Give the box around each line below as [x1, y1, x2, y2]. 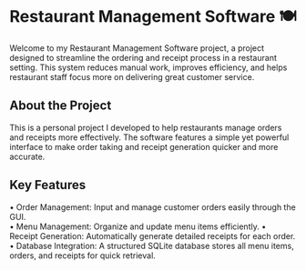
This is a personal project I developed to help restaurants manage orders [9, 122, 282, 133]
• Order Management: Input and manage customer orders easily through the [9, 201, 296, 213]
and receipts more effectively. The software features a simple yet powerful [9, 132, 290, 143]
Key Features [9, 177, 87, 193]
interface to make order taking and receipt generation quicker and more [9, 141, 279, 152]
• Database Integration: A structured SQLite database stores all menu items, [9, 240, 294, 251]
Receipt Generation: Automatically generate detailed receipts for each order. [9, 230, 296, 241]
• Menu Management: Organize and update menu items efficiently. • [9, 221, 267, 232]
